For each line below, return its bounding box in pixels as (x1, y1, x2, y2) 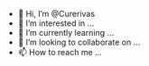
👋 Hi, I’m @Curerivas (17, 9, 96, 19)
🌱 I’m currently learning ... (17, 28, 115, 37)
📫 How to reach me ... (17, 47, 102, 57)
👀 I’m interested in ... (17, 18, 95, 29)
